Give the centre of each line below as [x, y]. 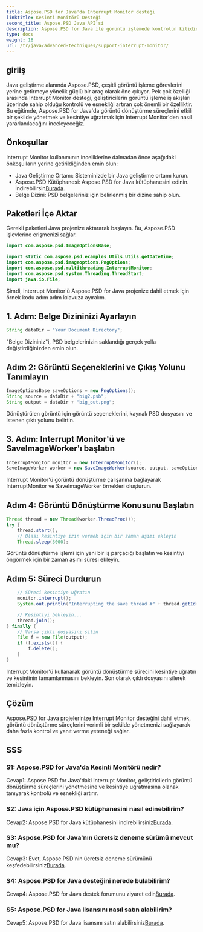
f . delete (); [43, 649]
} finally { [21, 626]
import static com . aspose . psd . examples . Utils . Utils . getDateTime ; [90, 257]
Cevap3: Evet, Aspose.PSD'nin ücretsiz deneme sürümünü [79, 859]
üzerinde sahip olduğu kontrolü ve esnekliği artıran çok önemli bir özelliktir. [99, 104]
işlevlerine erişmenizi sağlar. [41, 235]
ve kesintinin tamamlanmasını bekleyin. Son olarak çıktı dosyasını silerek [96, 678]
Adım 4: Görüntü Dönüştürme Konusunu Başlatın [100, 505]
